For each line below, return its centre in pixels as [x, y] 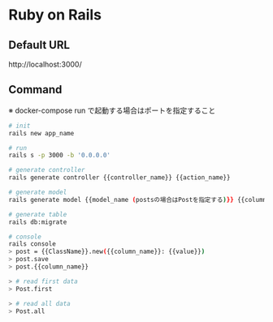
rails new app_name [41, 133]
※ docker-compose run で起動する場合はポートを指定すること [112, 110]
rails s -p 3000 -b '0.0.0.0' [60, 156]
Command [35, 90]
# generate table [38, 214]
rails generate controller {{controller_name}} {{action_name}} [119, 178]
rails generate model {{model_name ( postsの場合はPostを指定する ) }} [121, 200]
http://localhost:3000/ [45, 64]
